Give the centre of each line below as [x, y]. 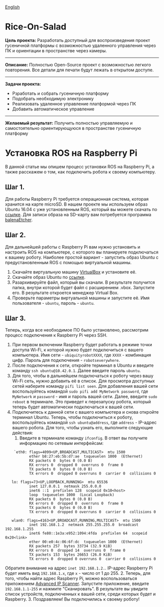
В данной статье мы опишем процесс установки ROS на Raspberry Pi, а [80, 167]
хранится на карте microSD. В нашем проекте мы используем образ [76, 204]
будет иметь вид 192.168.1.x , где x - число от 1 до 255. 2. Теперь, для [78, 573]
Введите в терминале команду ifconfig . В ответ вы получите [83, 438]
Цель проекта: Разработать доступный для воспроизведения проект [78, 40]
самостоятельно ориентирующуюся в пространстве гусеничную [73, 128]
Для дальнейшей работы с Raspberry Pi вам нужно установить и [73, 247]
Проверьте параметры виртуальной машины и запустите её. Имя [81, 298]
